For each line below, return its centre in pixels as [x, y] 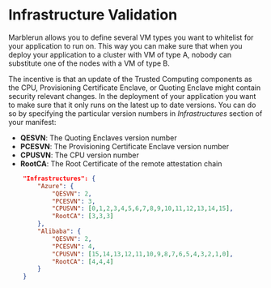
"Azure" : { [56, 186]
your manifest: [32, 122]
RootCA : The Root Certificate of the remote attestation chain [121, 163]
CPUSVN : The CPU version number [79, 155]
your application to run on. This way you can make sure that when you [125, 45]
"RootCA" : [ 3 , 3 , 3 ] [83, 217]
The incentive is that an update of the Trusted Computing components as [130, 79]
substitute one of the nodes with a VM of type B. [89, 63]
